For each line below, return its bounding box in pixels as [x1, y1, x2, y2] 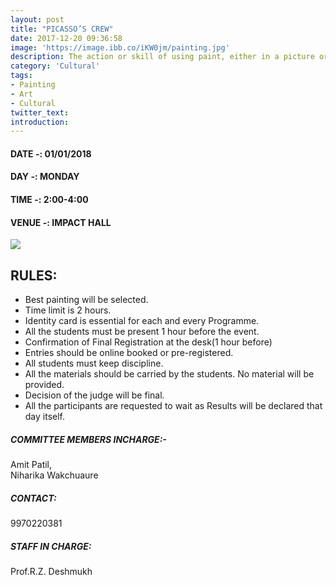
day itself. [24, 411, 66, 423]
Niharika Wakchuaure [10, 469, 99, 481]
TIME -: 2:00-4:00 [10, 194, 89, 206]
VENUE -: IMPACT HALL [10, 216, 112, 228]
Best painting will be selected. [24, 294, 149, 306]
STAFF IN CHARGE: [10, 540, 92, 552]
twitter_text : [10, 107, 70, 118]
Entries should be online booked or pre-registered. [24, 347, 234, 359]
